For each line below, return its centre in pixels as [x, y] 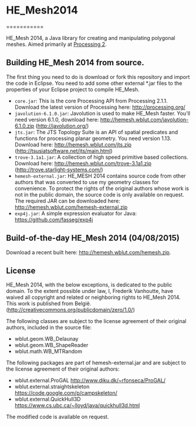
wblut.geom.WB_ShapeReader [51, 345]
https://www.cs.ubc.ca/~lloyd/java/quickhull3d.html [77, 405]
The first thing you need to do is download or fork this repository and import [98, 76]
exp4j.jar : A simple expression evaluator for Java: [75, 213]
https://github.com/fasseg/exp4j [54, 219]
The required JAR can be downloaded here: [67, 201]
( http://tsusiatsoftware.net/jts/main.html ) [63, 151]
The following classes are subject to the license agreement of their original [96, 321]
